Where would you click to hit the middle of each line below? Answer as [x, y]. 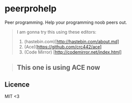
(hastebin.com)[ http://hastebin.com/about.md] [71, 41]
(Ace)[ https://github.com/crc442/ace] [63, 47]
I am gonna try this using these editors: [57, 32]
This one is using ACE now [58, 68]
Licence [17, 84]
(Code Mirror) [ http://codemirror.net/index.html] [73, 52]
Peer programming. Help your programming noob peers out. [66, 22]
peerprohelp [31, 9]
